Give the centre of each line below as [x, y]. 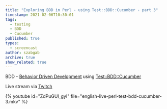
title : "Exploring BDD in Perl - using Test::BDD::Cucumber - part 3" [82, 10]
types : [12, 43]
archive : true [20, 57]
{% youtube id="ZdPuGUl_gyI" [37, 96]
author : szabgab [22, 52]
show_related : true [26, 62]
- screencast [24, 48]
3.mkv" [13, 102]
